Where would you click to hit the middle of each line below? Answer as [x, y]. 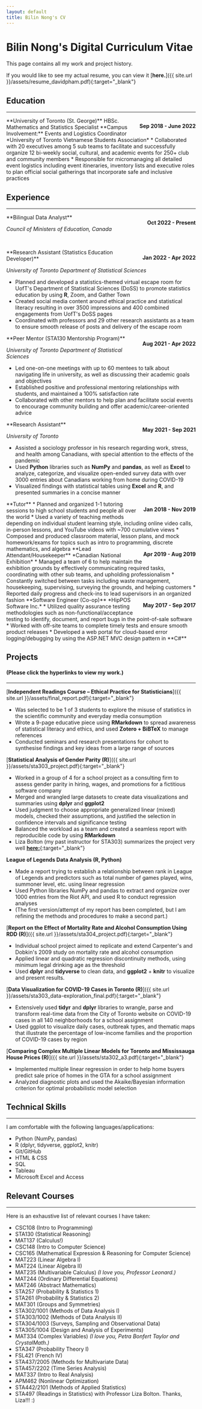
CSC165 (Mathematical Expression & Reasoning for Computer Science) [103, 1253]
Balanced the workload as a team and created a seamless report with [101, 829]
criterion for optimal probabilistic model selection [76, 1088]
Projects [22, 657]
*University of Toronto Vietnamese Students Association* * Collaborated [96, 140]
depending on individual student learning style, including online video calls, [99, 523]
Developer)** [23, 259]
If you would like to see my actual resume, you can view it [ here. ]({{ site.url [99, 75]
